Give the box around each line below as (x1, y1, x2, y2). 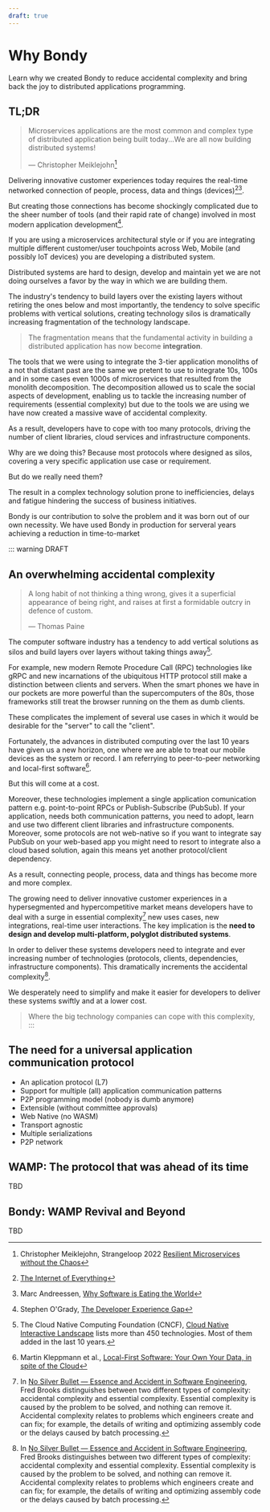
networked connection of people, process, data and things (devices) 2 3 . (8, 184, 245, 195)
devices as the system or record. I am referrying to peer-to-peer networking (8, 753, 260, 763)
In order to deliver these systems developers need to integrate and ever (8, 945, 246, 954)
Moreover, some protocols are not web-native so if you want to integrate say (8, 828, 262, 838)
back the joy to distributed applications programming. (8, 81, 186, 91)
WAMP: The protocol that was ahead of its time (8, 1160, 249, 1174)
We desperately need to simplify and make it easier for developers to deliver (8, 987, 261, 997)
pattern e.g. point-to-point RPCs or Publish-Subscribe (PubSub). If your (8, 803, 245, 812)
